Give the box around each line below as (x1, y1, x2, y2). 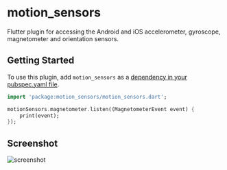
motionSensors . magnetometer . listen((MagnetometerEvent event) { (7, 106, 195, 112)
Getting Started (7, 55, 75, 66)
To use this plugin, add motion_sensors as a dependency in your (7, 73, 187, 81)
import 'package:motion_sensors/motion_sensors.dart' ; (7, 93, 167, 100)
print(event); (19, 112, 60, 119)
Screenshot (7, 137, 58, 149)
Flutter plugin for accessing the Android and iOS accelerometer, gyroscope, (7, 27, 221, 36)
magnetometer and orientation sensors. (7, 34, 119, 42)
